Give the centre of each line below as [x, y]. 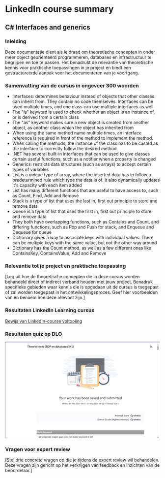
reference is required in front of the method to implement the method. [83, 138]
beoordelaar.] [19, 471]
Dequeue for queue [32, 232]
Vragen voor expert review [38, 449]
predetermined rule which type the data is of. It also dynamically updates [86, 180]
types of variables [30, 170]
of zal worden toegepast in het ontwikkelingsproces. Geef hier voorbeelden [82, 292]
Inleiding [16, 41]
